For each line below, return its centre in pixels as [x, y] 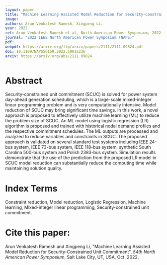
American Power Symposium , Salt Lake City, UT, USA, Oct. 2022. [72, 257]
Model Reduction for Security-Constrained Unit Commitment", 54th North [80, 252]
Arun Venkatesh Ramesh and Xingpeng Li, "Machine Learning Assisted [78, 247]
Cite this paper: [38, 233]
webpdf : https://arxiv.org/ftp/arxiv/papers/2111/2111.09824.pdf [74, 47]
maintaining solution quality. [34, 168]
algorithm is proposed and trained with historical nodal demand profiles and [83, 126]
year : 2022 [16, 28]
